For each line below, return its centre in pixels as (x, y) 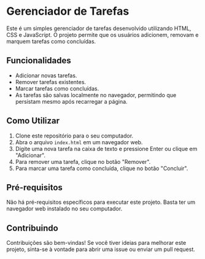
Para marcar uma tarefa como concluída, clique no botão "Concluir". (102, 168)
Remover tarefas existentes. (51, 82)
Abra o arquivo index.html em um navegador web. (79, 142)
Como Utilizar (33, 121)
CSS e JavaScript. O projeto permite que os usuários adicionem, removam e (102, 34)
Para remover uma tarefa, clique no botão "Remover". (83, 161)
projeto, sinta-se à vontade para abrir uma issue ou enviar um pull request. (101, 249)
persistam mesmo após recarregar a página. (71, 101)
